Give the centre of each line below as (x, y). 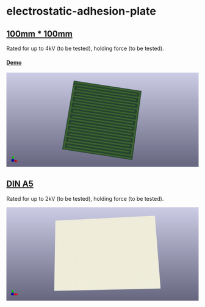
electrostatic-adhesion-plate (81, 11)
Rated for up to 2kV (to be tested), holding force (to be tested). (85, 198)
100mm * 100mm (40, 34)
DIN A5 (20, 184)
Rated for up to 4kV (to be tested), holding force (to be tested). (85, 48)
